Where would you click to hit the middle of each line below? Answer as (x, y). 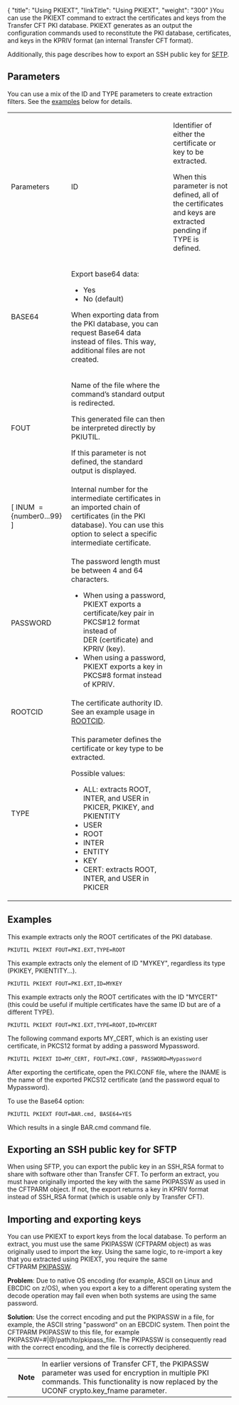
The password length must (116, 561)
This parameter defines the (116, 739)
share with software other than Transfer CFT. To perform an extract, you (113, 1174)
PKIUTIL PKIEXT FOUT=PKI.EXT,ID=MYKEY (65, 983)
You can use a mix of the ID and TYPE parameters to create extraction (110, 94)
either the (189, 134)
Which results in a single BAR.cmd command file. (79, 1127)
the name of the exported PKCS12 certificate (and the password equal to (114, 1080)
